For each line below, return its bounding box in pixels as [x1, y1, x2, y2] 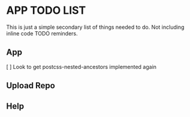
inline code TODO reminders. [6, 29, 78, 37]
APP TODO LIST [6, 4, 86, 17]
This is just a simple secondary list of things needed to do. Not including [6, 23, 185, 31]
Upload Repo [6, 80, 55, 91]
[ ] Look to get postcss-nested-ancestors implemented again [6, 63, 157, 70]
